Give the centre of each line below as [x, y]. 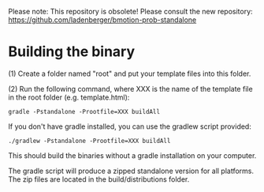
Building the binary [72, 52]
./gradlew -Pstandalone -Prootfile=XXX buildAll [89, 141]
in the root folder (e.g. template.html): [69, 97]
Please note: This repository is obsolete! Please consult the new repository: [131, 11]
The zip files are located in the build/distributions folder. [99, 179]
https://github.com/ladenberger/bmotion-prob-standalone [102, 20]
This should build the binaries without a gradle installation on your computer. [132, 155]
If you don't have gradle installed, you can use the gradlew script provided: [130, 126]
